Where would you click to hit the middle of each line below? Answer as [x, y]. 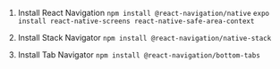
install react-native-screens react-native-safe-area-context [136, 21]
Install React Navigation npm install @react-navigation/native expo [144, 13]
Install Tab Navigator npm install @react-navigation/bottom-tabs [139, 55]
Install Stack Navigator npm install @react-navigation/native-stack [144, 38]
